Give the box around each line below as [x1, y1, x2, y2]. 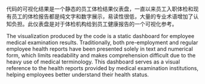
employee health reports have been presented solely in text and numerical [6, 45, 193, 53]
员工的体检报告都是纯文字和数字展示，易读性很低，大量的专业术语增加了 [11, 13, 193, 20]
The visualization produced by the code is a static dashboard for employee [6, 33, 195, 39]
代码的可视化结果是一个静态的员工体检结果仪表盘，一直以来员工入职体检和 [6, 5, 193, 12]
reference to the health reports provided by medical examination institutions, [6, 65, 199, 71]
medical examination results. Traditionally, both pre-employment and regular [6, 39, 198, 46]
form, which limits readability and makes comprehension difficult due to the [6, 52, 196, 59]
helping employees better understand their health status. [6, 71, 149, 78]
